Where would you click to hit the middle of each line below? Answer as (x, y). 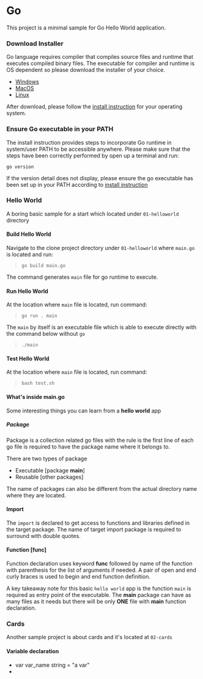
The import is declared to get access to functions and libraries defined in (98, 523)
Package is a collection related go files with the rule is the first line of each (100, 440)
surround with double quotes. (43, 536)
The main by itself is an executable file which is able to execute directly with (102, 327)
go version (20, 167)
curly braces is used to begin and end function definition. (79, 577)
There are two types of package (47, 458)
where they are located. (36, 495)
